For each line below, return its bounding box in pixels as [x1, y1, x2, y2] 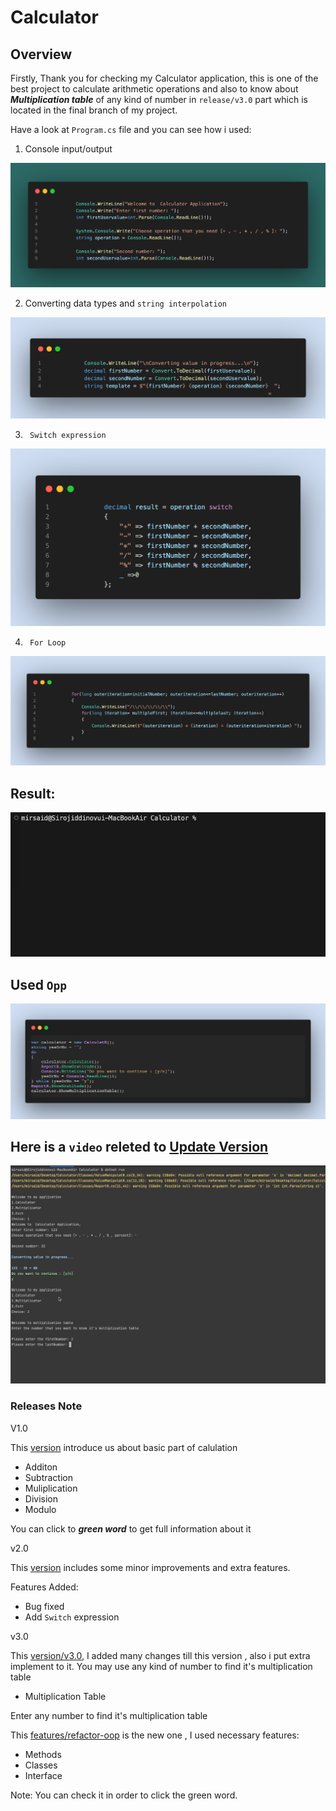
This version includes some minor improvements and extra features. [10, 1561, 291, 1573]
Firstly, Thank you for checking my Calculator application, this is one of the [10, 72, 319, 84]
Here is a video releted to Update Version [10, 1139, 269, 1156]
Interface [24, 1769, 63, 1781]
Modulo [24, 1503, 57, 1515]
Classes [24, 1759, 58, 1771]
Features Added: [10, 1581, 79, 1593]
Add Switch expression [24, 1611, 120, 1623]
